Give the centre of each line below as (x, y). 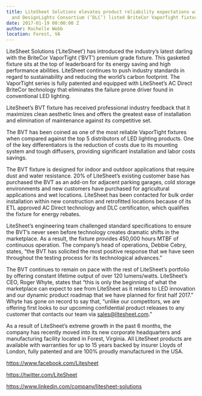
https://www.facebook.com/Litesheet (53, 363)
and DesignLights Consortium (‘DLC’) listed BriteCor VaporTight (95, 17)
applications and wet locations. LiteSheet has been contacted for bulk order (100, 195)
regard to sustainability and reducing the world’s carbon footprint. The (93, 77)
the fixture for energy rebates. (44, 214)
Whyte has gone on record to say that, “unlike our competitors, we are (93, 302)
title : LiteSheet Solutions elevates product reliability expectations (98, 12)
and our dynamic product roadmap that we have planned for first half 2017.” (100, 295)
